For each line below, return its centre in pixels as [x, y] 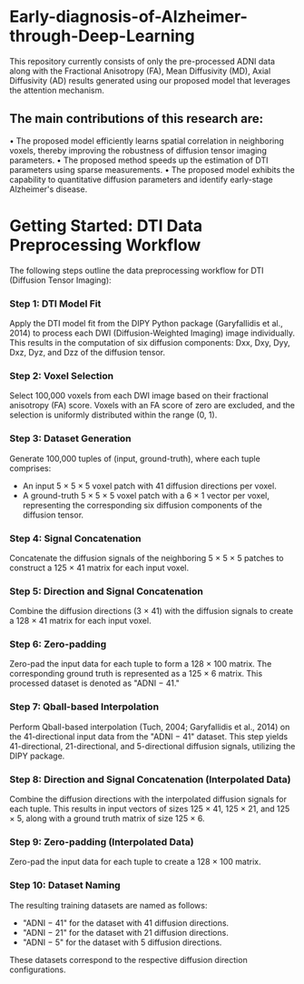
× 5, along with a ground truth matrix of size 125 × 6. [107, 818]
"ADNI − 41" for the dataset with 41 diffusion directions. [126, 923]
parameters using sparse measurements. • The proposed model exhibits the [152, 169]
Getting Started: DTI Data [106, 226]
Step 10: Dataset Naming [65, 886]
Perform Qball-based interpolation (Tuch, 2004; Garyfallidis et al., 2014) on [150, 727]
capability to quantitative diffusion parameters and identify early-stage [142, 179]
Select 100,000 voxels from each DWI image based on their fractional [139, 396]
